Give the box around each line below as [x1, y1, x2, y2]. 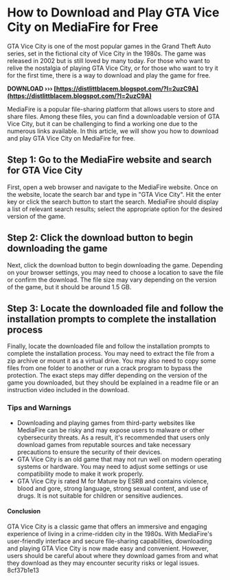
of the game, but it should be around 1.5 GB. [7, 282, 132, 291]
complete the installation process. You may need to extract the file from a [7, 350, 215, 358]
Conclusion [7, 507, 41, 516]
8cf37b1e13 [7, 566, 40, 574]
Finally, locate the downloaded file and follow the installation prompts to [7, 342, 210, 350]
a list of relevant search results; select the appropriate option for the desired [7, 204, 223, 213]
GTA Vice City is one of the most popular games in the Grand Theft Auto [7, 42, 211, 50]
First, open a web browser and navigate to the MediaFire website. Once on [7, 183, 218, 191]
